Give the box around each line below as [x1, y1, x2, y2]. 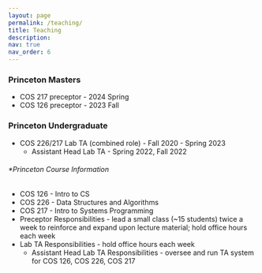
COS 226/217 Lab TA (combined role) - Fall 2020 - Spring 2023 [19, 138, 226, 148]
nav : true [8, 41, 41, 49]
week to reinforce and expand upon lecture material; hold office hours [19, 223, 248, 232]
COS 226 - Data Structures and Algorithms [19, 197, 159, 207]
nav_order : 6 [8, 48, 51, 56]
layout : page [8, 11, 51, 20]
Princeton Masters [8, 74, 81, 85]
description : [8, 33, 51, 42]
